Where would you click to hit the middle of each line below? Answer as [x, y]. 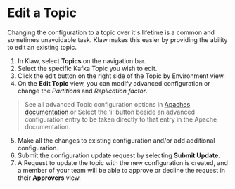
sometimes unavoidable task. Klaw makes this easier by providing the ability [118, 39]
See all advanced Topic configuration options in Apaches [107, 104]
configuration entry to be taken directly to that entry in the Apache [121, 119]
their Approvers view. [49, 178]
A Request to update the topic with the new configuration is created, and [123, 162]
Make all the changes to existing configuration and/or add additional [116, 140]
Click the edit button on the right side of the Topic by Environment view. [121, 76]
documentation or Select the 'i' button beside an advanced [110, 112]
